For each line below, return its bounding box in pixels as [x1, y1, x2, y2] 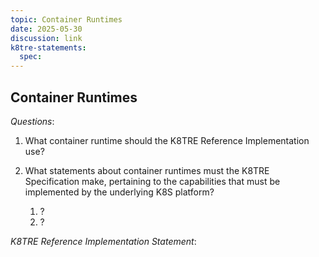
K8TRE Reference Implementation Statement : [10, 235, 197, 247]
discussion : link [10, 33, 83, 43]
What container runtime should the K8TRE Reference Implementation [24, 134, 310, 146]
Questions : [10, 115, 55, 127]
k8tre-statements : [10, 42, 87, 53]
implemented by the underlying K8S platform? [24, 186, 215, 198]
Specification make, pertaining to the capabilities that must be [24, 175, 281, 187]
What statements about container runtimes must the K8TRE [24, 164, 270, 176]
